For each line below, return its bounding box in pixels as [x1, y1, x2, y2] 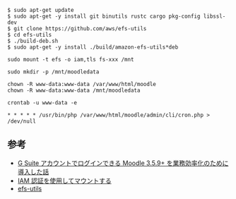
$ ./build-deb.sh [7, 37, 59, 44]
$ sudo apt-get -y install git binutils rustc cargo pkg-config [7, 13, 201, 20]
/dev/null [7, 118, 37, 125]
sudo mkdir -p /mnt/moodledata [7, 68, 100, 76]
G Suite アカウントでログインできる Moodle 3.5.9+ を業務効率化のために [17, 159, 229, 167]
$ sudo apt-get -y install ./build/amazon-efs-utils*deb [7, 44, 179, 51]
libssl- [203, 13, 226, 20]
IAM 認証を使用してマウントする [17, 176, 112, 185]
